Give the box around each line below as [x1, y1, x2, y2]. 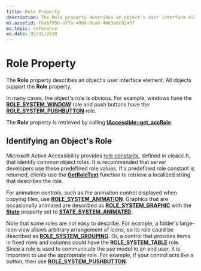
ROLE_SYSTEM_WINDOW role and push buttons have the [6, 101, 150, 108]
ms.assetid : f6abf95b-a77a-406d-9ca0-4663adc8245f [6, 20, 135, 26]
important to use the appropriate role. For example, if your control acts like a [6, 251, 194, 258]
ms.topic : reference [6, 25, 58, 32]
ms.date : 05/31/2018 [6, 31, 58, 37]
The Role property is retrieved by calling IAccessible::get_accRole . [6, 119, 173, 126]
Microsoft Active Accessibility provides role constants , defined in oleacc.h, [6, 152, 190, 159]
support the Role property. [6, 83, 72, 90]
